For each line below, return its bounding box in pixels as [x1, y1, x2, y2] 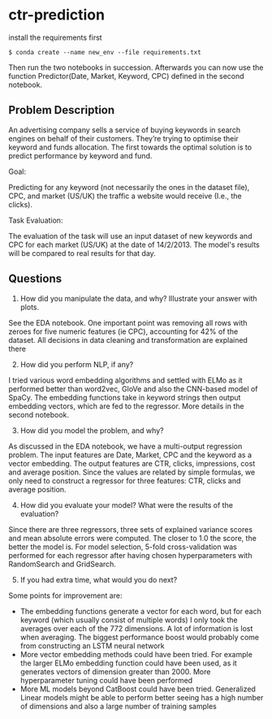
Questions [8, 272, 63, 286]
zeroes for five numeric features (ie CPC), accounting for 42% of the [8, 327, 239, 336]
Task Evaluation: [8, 215, 63, 225]
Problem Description [8, 103, 115, 117]
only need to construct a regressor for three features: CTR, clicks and [8, 475, 241, 485]
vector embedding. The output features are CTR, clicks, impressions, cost [8, 458, 256, 468]
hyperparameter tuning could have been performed [19, 675, 193, 685]
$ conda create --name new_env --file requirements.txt [8, 48, 201, 56]
